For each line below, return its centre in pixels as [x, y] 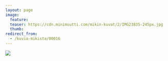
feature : [19, 19]
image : [12, 15]
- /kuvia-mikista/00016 [35, 39]
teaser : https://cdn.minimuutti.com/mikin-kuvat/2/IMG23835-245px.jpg [87, 24]
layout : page [19, 10]
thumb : [17, 29]
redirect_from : [21, 34]
